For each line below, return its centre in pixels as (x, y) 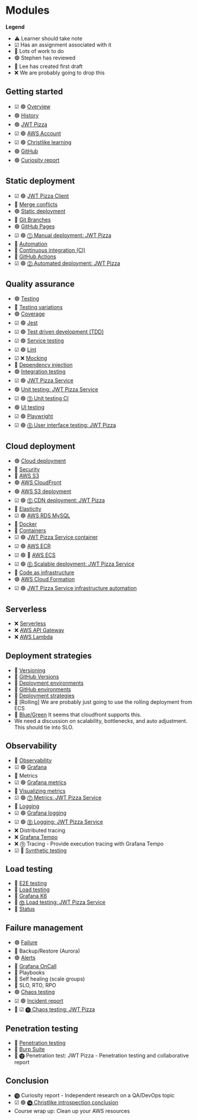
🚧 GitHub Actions (35, 256)
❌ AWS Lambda (33, 637)
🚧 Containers (30, 531)
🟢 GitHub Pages (34, 226)
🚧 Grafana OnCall (35, 966)
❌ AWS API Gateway (39, 630)
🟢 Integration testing (40, 372)
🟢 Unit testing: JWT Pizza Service (56, 389)
